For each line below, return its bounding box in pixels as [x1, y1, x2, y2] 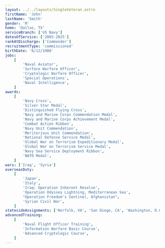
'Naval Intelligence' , [23, 80, 69, 85]
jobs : [5, 53, 16, 58]
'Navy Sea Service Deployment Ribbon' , [23, 149, 105, 154]
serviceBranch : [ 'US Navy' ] [5, 30, 63, 35]
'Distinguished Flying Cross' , [23, 108, 87, 113]
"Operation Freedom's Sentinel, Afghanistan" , [23, 194, 120, 199]
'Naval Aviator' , [23, 62, 58, 67]
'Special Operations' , [23, 76, 69, 81]
